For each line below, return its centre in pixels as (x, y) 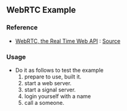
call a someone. (44, 102)
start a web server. (48, 83)
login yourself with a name (58, 96)
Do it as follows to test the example (59, 70)
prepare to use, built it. (53, 77)
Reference (22, 28)
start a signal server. (50, 90)
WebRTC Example (41, 10)
